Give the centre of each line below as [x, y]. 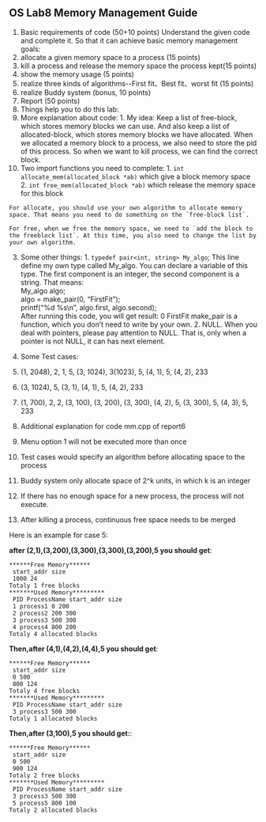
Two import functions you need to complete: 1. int [102, 168]
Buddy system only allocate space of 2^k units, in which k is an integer [135, 480]
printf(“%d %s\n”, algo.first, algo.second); [88, 307]
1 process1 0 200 [41, 606]
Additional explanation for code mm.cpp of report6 [103, 426]
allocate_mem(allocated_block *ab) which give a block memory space [135, 176]
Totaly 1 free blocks [45, 585]
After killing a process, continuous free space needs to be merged [128, 519]
